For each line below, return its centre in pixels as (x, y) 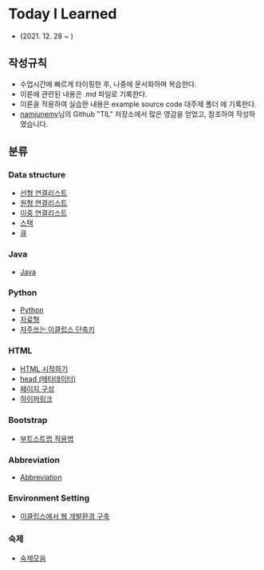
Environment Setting (49, 498)
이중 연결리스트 (43, 213)
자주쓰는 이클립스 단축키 (57, 329)
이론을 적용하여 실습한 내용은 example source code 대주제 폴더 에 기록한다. (138, 104)
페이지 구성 (37, 389)
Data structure (37, 175)
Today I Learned (63, 14)
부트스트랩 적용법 (47, 438)
